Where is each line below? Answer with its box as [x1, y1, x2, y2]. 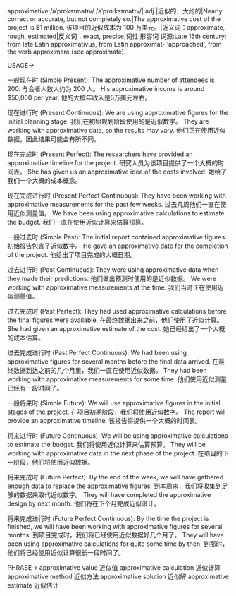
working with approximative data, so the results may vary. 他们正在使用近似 [7, 126, 226, 134]
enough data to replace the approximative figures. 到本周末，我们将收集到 [7, 482, 222, 490]
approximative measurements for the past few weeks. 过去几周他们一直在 [7, 201, 221, 208]
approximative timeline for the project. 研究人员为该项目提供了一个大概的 [7, 159, 218, 167]
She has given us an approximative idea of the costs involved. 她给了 [27, 167, 228, 176]
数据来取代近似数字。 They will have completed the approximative [19, 491, 211, 499]
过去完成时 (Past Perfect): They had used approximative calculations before [7, 307, 227, 315]
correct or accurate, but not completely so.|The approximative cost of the [7, 15, 221, 23]
